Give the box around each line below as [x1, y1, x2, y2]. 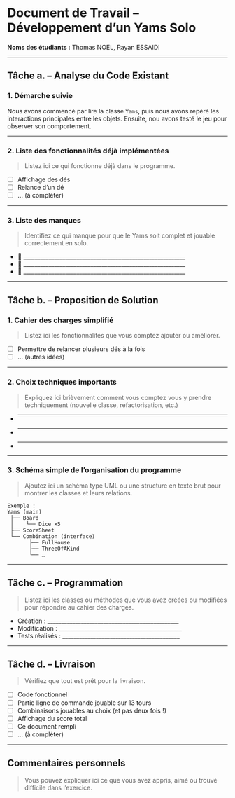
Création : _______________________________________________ [17, 617, 179, 625]
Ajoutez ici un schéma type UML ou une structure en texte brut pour [24, 481, 222, 490]
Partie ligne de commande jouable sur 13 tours [17, 699, 152, 707]
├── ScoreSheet [10, 527, 55, 534]
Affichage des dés [17, 175, 71, 184]
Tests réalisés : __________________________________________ [17, 631, 180, 640]
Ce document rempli [17, 722, 77, 730]
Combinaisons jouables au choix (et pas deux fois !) [17, 706, 166, 715]
